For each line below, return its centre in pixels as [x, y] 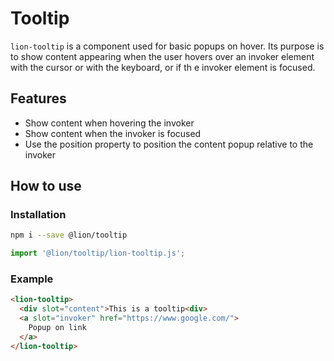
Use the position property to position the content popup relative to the [169, 144]
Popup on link [57, 328]
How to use [46, 186]
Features [38, 98]
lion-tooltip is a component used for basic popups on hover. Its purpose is [167, 46]
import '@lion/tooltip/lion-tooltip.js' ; [98, 253]
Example [32, 279]
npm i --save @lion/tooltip [69, 235]
